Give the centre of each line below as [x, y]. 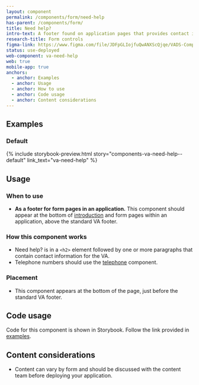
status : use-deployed [33, 51]
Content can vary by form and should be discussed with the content [98, 370]
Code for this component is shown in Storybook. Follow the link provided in [98, 330]
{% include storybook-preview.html [49, 154]
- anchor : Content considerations [54, 100]
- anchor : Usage [31, 84]
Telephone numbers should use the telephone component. [86, 263]
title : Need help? [29, 28]
